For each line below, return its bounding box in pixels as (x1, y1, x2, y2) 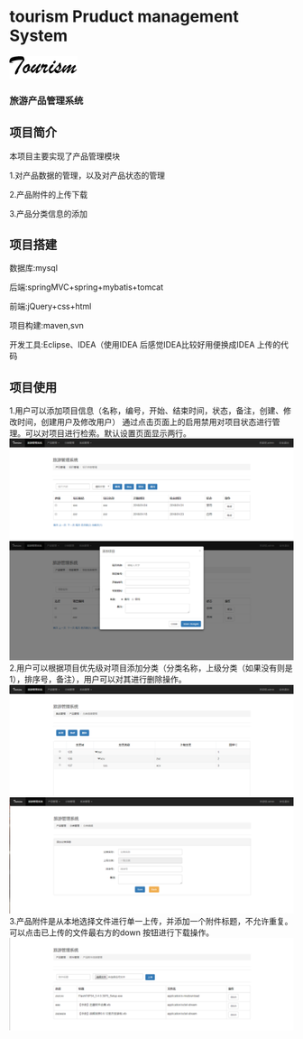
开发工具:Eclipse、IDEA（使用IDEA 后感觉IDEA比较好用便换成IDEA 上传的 (9, 339, 281, 350)
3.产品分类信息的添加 (9, 208, 88, 218)
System (9, 25, 69, 46)
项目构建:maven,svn (9, 320, 84, 331)
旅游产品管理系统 (9, 94, 84, 107)
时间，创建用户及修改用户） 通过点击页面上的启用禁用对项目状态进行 (16, 417, 272, 428)
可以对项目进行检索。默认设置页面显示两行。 (24, 428, 191, 439)
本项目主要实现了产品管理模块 (9, 151, 120, 162)
